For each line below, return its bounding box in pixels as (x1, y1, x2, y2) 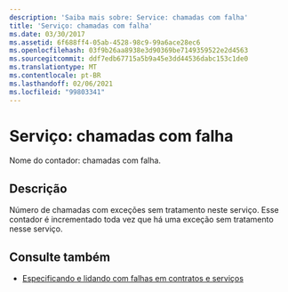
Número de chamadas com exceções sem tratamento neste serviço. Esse (9, 205, 279, 215)
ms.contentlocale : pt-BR (9, 71, 101, 80)
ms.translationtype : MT (9, 63, 98, 72)
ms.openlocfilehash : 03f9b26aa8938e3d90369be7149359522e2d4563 (9, 46, 249, 55)
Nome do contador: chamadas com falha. (9, 155, 162, 166)
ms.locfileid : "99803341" (9, 87, 105, 96)
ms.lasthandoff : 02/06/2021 (9, 79, 114, 88)
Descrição (9, 181, 68, 196)
